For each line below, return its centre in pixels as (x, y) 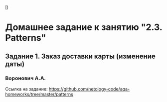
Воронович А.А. (26, 78)
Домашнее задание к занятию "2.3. (84, 27)
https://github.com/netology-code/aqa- (89, 89)
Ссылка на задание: (26, 89)
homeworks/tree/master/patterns (39, 94)
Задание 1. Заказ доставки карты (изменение (80, 56)
